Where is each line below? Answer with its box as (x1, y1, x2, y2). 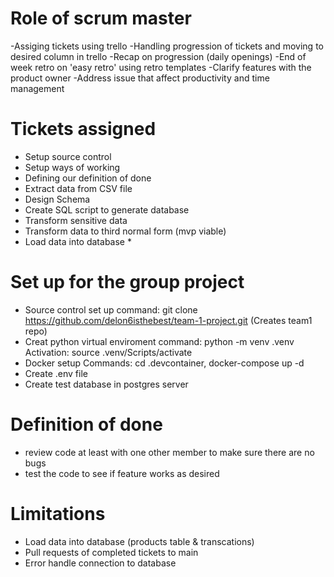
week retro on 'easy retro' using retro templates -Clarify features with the (10, 61, 312, 73)
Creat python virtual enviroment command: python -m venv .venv (24, 335, 295, 347)
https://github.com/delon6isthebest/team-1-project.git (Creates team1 (24, 314, 313, 326)
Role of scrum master (10, 7, 192, 30)
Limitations (10, 502, 106, 525)
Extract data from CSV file (24, 182, 133, 194)
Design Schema (24, 193, 91, 205)
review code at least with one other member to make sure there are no (24, 446, 315, 458)
